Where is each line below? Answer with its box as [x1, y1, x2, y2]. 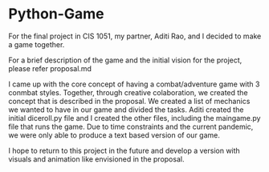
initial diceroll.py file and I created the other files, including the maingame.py [8, 113, 261, 122]
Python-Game [8, 5, 104, 23]
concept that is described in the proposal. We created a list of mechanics [8, 96, 251, 106]
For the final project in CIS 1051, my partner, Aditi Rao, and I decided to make [8, 31, 262, 41]
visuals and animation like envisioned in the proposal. [8, 154, 185, 164]
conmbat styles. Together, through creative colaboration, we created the [8, 87, 248, 97]
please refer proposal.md [8, 63, 92, 73]
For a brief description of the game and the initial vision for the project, [8, 55, 243, 65]
